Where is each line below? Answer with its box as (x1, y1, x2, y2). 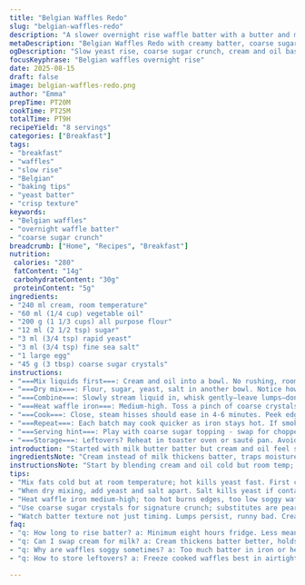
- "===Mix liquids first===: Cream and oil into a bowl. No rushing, (9, 376, 279, 386)
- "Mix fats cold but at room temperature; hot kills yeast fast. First (9, 478, 290, 487)
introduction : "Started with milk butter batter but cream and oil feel (9, 444, 290, 453)
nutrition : (9, 250, 51, 259)
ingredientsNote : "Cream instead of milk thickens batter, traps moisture (9, 452, 299, 461)
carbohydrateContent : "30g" (13, 275, 120, 284)
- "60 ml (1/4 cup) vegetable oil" (9, 309, 144, 318)
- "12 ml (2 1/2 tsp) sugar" (9, 326, 120, 335)
